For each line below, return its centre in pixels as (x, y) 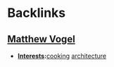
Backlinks (37, 13)
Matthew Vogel (41, 39)
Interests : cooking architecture (62, 56)
